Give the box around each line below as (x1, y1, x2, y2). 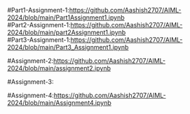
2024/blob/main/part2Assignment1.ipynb (7, 28, 126, 36)
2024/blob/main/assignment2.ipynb (7, 64, 111, 72)
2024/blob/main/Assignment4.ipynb (7, 99, 112, 107)
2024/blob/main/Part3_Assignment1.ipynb (7, 43, 129, 51)
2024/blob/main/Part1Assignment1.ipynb (7, 13, 125, 22)
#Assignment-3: (7, 78, 54, 86)
